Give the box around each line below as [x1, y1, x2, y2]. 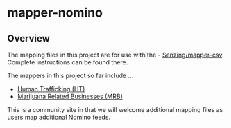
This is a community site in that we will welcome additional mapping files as [7, 106, 223, 113]
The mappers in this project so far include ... [7, 71, 134, 80]
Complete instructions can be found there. [7, 58, 128, 66]
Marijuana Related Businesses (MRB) [17, 92, 123, 100]
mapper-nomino [7, 5, 103, 21]
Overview [7, 33, 51, 44]
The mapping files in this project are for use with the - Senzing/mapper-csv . [7, 51, 224, 59]
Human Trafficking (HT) [17, 85, 85, 93]
